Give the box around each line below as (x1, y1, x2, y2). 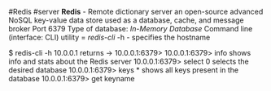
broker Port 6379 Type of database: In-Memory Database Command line (8, 24, 253, 33)
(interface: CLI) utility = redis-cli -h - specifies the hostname (8, 32, 211, 42)
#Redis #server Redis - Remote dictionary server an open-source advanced (8, 7, 264, 16)
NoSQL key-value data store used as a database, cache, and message (8, 15, 244, 25)
